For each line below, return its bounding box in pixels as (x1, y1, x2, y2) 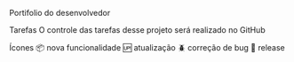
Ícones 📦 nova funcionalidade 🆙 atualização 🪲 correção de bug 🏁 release (9, 43, 286, 52)
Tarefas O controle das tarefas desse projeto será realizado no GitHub (9, 25, 266, 35)
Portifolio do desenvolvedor (9, 8, 111, 18)
